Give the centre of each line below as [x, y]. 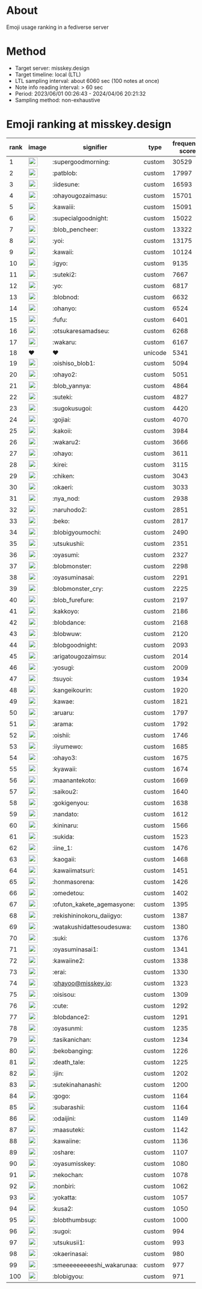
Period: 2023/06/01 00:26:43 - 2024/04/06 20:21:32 [80, 93]
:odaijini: [64, 1118]
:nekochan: [68, 1175]
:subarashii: [69, 1107]
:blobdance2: [71, 1017]
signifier [95, 147]
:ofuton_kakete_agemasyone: [93, 904]
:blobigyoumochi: [76, 532]
